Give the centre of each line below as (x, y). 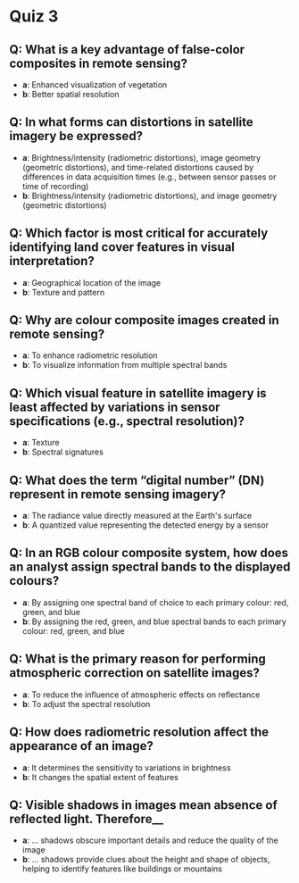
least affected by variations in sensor (115, 407)
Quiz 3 (34, 17)
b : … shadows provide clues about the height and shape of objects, (146, 860)
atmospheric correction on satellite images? (135, 673)
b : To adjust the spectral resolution (86, 704)
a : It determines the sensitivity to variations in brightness (126, 767)
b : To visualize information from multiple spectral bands (125, 365)
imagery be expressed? (76, 136)
